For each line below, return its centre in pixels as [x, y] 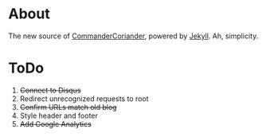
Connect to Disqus [50, 90]
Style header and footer [59, 115]
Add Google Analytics [55, 123]
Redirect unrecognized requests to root [84, 98]
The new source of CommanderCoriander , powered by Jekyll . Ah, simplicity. [133, 36]
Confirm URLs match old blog [68, 107]
